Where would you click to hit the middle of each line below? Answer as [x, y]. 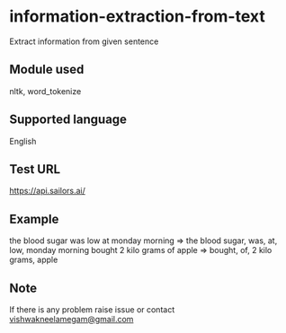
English [23, 141]
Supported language [68, 120]
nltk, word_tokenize [45, 91]
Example [34, 219]
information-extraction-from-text [137, 17]
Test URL [35, 169]
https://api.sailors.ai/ [47, 191]
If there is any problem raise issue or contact [92, 310]
